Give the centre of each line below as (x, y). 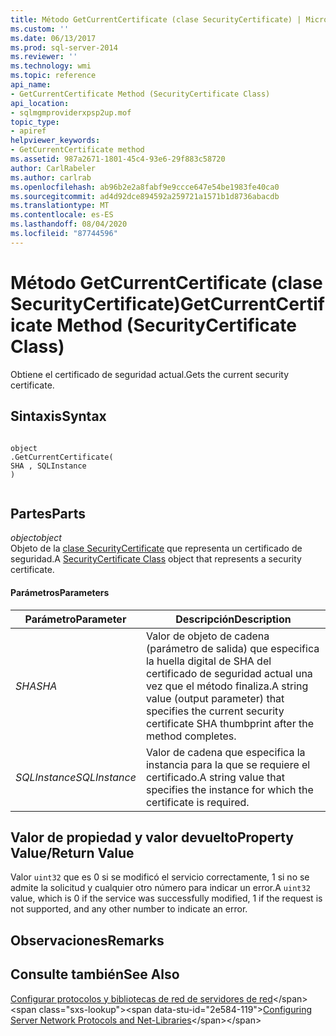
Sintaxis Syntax (58, 416)
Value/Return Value (72, 852)
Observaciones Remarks (87, 940)
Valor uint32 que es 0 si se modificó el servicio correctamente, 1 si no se (160, 877)
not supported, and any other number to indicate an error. (129, 909)
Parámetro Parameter (75, 619)
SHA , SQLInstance (48, 466)
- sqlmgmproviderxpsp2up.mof (71, 112)
